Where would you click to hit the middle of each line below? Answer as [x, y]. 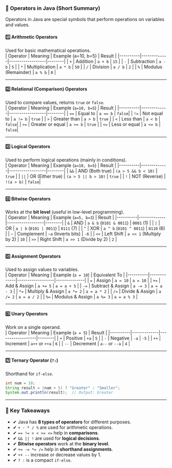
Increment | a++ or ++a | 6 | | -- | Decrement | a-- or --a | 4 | [68, 343]
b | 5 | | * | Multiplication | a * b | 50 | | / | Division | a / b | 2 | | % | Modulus [84, 67]
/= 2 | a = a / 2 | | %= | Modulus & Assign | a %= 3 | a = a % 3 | [72, 297]
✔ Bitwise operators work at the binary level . [61, 443]
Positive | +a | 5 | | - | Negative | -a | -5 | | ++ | [113, 338]
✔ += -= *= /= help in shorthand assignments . [63, 449]
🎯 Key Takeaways [28, 410]
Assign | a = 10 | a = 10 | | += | [128, 280]
